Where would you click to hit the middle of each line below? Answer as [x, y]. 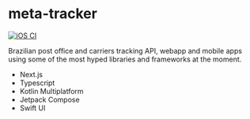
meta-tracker [53, 14]
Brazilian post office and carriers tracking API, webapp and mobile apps [125, 50]
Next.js [31, 74]
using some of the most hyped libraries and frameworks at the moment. [125, 59]
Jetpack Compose [50, 99]
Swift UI [32, 108]
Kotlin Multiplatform [52, 91]
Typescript [37, 83]
